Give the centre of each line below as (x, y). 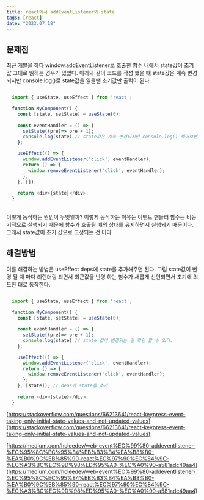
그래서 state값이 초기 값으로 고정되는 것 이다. (60, 232)
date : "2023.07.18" (31, 23)
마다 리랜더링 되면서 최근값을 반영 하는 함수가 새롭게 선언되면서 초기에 (109, 277)
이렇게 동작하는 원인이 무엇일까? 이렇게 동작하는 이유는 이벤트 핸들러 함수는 (96, 216)
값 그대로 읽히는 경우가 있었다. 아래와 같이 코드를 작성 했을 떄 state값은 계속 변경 (102, 73)
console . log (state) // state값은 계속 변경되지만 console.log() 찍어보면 (110, 137)
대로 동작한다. (34, 284)
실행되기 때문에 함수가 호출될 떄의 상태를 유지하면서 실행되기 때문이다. (111, 224)
